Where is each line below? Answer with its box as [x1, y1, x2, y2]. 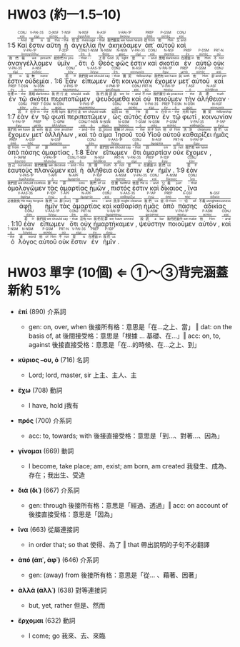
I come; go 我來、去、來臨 [28, 631, 106, 640]
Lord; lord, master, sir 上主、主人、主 [28, 371, 137, 379]
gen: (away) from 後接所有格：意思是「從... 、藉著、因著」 [28, 571, 201, 579]
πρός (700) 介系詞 [17, 416, 72, 425]
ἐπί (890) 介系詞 [17, 307, 66, 316]
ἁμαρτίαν [142, 148, 171, 156]
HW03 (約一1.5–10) [7, 6, 121, 23]
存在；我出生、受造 [28, 471, 86, 479]
